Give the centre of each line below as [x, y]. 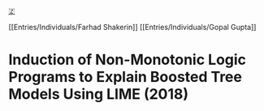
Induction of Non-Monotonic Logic [127, 60]
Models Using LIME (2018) [99, 94]
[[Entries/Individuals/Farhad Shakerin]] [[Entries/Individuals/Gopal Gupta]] [132, 27]
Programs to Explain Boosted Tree [125, 77]
